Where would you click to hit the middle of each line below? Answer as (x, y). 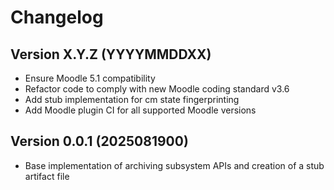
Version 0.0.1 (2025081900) (99, 141)
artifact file (47, 176)
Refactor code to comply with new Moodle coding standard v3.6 (157, 89)
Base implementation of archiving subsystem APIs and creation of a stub (174, 165)
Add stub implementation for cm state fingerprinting (132, 99)
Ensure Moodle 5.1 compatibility (90, 78)
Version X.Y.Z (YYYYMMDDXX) (111, 54)
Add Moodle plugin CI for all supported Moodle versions (140, 110)
